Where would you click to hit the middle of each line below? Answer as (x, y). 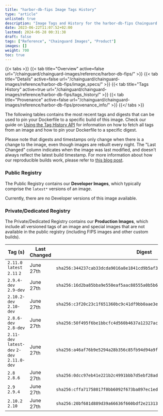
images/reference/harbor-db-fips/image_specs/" (54, 84)
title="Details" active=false (32, 79)
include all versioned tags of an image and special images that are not (75, 226)
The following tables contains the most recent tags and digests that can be (80, 115)
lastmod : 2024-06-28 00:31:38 (36, 32)
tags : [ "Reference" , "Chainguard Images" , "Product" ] (61, 41)
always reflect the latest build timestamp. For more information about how (79, 155)
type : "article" (21, 14)
